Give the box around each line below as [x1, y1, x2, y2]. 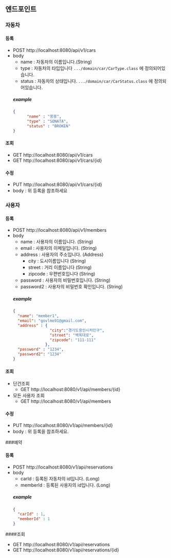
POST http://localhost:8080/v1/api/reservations [12, 464, 113, 470]
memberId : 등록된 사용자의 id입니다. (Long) [20, 482, 110, 488]
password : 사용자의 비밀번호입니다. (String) [20, 277, 111, 284]
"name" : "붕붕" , [26, 114, 62, 119]
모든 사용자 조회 [12, 393, 45, 399]
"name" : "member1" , [17, 313, 60, 319]
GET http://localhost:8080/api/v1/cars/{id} [12, 157, 102, 163]
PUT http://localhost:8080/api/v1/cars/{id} [12, 181, 103, 188]
